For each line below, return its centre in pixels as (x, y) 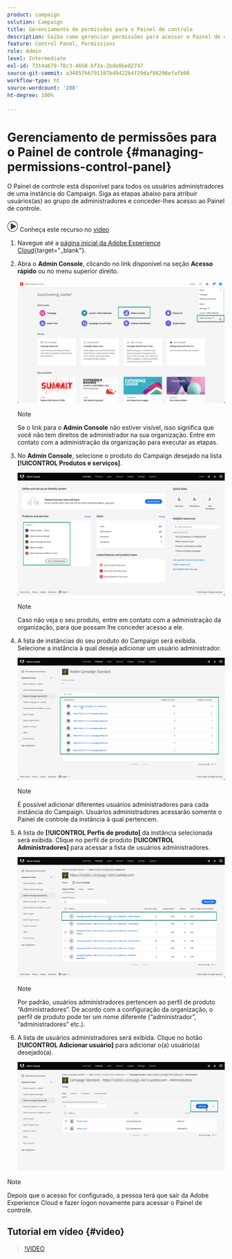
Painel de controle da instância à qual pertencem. (88, 819)
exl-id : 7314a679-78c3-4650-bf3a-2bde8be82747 (75, 66)
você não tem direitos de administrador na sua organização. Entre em (116, 435)
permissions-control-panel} (89, 167)
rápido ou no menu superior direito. (68, 271)
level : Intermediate (37, 59)
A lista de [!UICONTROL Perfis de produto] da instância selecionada (115, 833)
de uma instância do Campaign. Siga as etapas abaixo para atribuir (103, 193)
